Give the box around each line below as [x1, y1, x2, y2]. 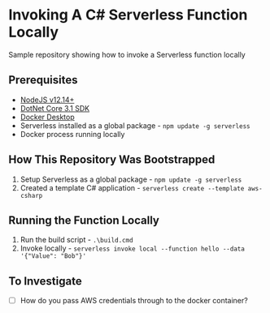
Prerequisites [8, 73, 78, 87]
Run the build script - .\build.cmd [20, 235, 133, 245]
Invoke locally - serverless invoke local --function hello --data [20, 243, 246, 253]
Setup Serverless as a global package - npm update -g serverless [20, 174, 242, 184]
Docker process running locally [20, 129, 125, 139]
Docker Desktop [20, 112, 75, 122]
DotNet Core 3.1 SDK [20, 103, 90, 113]
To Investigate [8, 274, 83, 288]
